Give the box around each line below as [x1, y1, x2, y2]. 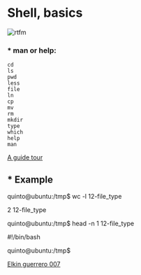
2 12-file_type [7, 206, 47, 214]
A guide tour [7, 153, 43, 162]
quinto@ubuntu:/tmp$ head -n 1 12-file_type [7, 219, 135, 228]
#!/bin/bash [7, 233, 40, 241]
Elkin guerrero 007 [7, 260, 61, 269]
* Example [7, 174, 54, 185]
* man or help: [7, 45, 57, 55]
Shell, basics [7, 5, 83, 21]
